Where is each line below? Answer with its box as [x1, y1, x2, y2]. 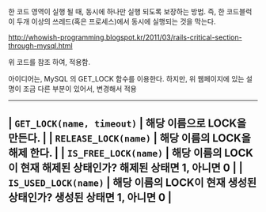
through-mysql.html [8, 41, 73, 50]
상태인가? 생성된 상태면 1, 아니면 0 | [8, 191, 173, 204]
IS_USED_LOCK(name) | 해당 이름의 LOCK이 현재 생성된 [8, 176, 257, 190]
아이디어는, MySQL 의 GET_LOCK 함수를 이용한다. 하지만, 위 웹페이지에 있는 [8, 74, 245, 83]
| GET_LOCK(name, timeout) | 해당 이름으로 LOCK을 [8, 117, 247, 131]
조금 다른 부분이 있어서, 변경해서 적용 [22, 84, 137, 93]
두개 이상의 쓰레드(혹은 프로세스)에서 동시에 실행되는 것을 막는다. [16, 17, 216, 26]
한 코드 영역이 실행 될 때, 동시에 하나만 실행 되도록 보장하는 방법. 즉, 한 [8, 7, 225, 16]
